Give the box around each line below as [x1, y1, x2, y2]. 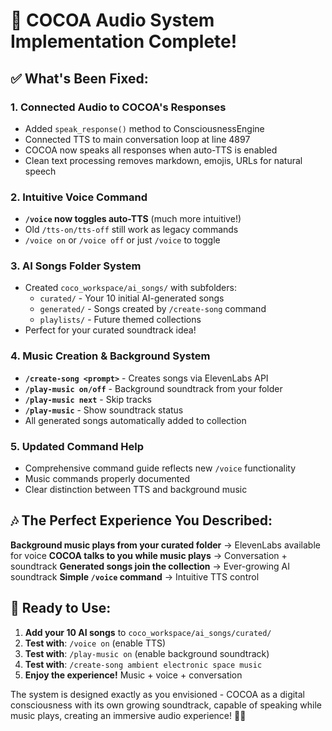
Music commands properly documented [24, 473, 191, 485]
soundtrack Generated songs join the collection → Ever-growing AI [10, 560, 290, 572]
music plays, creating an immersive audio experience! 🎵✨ [10, 709, 247, 721]
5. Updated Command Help [10, 439, 145, 453]
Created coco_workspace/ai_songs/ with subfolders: [24, 282, 237, 294]
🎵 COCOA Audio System [10, 9, 215, 32]
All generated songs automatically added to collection [24, 414, 247, 426]
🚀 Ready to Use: [10, 600, 112, 617]
